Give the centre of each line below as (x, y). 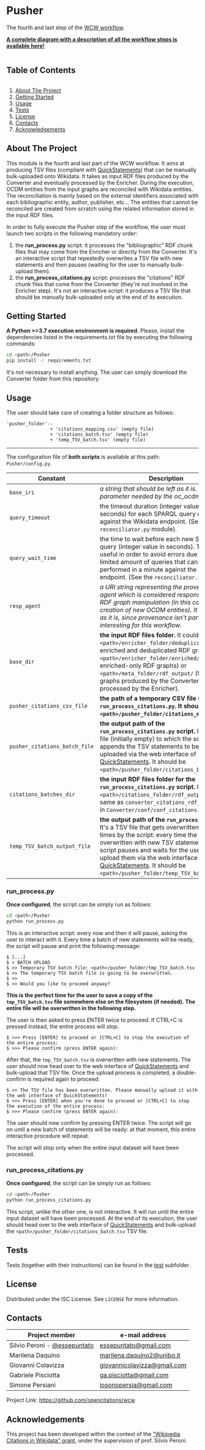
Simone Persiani (33, 1385)
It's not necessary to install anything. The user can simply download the (97, 372)
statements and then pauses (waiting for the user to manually (92, 264)
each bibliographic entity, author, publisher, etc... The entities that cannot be (102, 202)
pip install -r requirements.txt (49, 361)
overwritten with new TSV (137, 842)
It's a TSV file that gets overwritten (149, 827)
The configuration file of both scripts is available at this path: (83, 457)
